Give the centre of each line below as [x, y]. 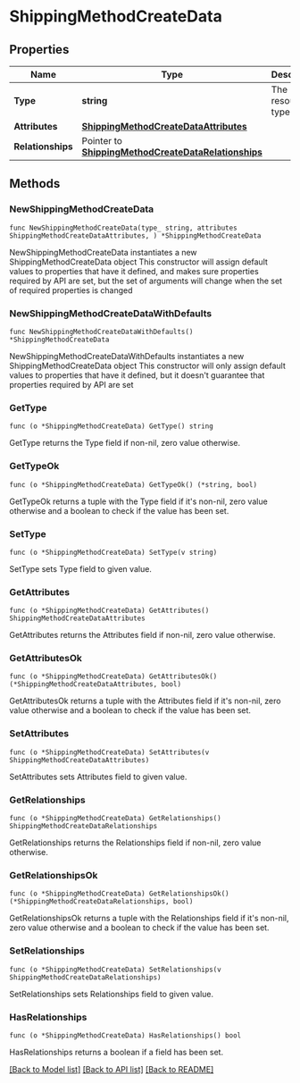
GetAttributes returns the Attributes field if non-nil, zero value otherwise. [142, 635]
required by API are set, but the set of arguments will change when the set [146, 281]
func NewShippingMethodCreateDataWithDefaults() [101, 332]
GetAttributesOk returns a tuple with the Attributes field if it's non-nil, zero [145, 701]
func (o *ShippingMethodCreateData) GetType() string [112, 426]
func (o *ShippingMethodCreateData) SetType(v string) [113, 552]
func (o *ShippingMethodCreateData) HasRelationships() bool [125, 1035]
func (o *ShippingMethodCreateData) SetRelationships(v [115, 970]
